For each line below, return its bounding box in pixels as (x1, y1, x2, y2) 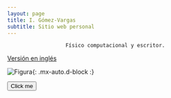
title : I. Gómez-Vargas (7, 17, 76, 24)
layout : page (7, 10, 45, 17)
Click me (10, 83, 33, 90)
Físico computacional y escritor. (65, 42, 165, 49)
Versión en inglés (7, 54, 57, 63)
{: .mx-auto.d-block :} (32, 67, 95, 76)
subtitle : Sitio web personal (7, 23, 95, 30)
